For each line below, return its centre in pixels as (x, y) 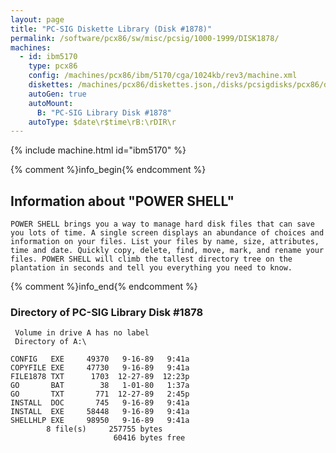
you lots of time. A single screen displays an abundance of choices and (167, 233)
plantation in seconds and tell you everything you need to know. (151, 268)
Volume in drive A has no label (82, 333)
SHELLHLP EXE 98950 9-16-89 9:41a (100, 421)
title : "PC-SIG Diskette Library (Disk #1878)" (111, 29)
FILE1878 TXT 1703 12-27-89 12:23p (100, 377)
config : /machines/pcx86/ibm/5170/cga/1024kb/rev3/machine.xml (163, 76)
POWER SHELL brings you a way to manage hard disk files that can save (162, 224)
